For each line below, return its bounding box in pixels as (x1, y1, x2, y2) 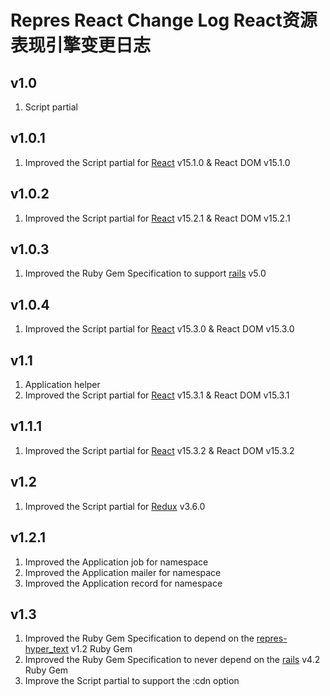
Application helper (24, 379, 101, 391)
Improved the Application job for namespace (24, 556, 209, 568)
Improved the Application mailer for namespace (24, 566, 222, 578)
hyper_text (24, 643, 69, 655)
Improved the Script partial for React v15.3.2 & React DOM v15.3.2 (24, 444, 295, 456)
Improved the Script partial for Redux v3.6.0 (24, 500, 206, 512)
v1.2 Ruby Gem (70, 643, 133, 655)
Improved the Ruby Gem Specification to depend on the (24, 632, 255, 645)
